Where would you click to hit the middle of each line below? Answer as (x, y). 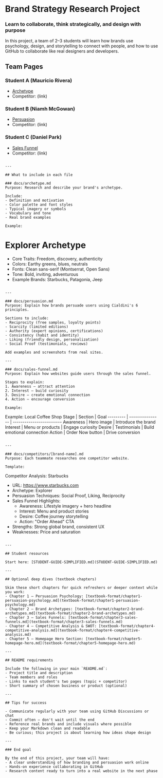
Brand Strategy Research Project (72, 9)
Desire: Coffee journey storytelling (54, 516)
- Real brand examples (28, 217)
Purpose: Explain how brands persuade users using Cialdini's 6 (72, 305)
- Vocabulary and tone (28, 213)
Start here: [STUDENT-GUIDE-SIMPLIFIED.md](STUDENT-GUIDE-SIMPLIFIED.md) (81, 562)
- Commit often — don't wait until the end (50, 720)
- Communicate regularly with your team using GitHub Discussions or (77, 711)
